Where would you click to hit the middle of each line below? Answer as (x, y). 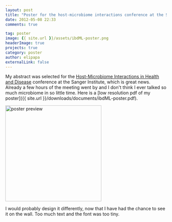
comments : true (21, 24)
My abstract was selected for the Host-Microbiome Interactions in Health (82, 77)
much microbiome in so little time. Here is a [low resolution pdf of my (78, 93)
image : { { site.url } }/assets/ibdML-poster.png (57, 38)
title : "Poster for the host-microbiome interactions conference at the (84, 15)
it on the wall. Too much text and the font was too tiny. (62, 214)
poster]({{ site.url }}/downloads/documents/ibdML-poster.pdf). (72, 98)
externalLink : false (27, 62)
